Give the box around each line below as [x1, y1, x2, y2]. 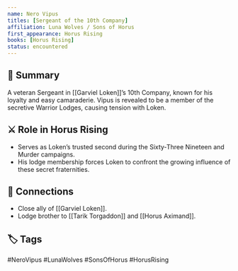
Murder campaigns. [17, 150, 76, 158]
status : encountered [7, 43, 69, 50]
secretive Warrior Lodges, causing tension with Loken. [7, 103, 166, 112]
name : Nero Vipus [7, 10, 59, 18]
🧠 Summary [7, 69, 60, 81]
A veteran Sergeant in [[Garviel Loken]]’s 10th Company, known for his [7, 88, 213, 96]
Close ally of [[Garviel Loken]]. [17, 204, 108, 213]
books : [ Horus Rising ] [7, 37, 74, 44]
